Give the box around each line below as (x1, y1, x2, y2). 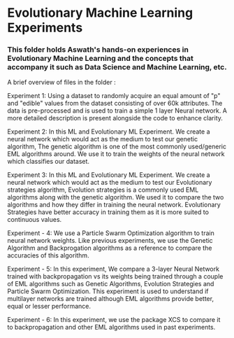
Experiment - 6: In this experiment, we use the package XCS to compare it (7, 316, 221, 324)
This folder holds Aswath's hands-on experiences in (7, 45, 189, 55)
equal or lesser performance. (7, 302, 91, 311)
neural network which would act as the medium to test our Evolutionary (7, 178, 212, 187)
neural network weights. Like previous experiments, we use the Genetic (7, 237, 213, 245)
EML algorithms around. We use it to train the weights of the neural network (7, 150, 225, 158)
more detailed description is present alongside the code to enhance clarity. (7, 114, 224, 122)
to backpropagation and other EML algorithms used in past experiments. (7, 323, 216, 332)
